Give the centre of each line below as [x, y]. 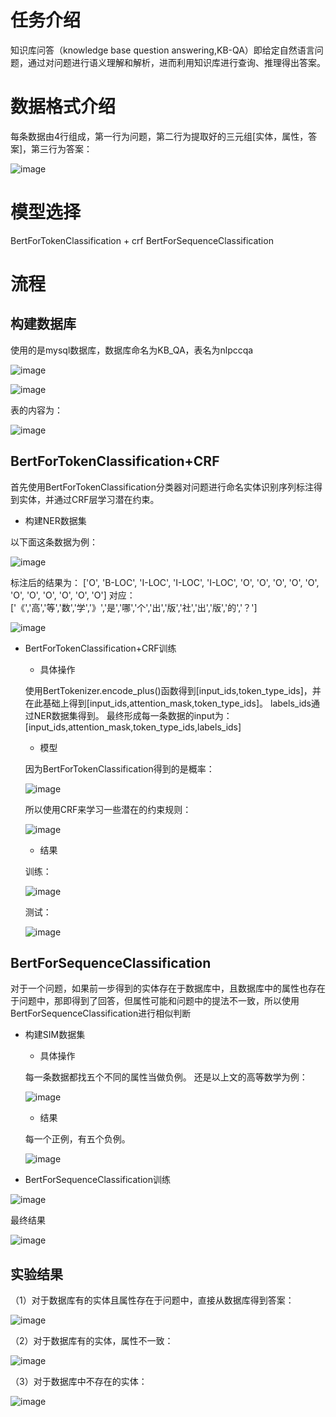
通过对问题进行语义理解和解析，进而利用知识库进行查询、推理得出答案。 [176, 62]
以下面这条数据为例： [54, 542]
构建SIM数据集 [55, 1035]
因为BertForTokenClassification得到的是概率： [119, 768]
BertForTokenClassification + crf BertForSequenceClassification [142, 240]
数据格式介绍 [63, 107]
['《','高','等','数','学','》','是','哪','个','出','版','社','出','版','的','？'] [134, 607]
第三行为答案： [62, 148]
